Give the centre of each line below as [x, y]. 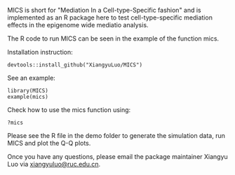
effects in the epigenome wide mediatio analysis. [78, 25]
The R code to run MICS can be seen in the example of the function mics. [113, 38]
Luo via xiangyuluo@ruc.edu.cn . [54, 164]
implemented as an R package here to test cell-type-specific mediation [110, 17]
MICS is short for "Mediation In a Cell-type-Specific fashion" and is [104, 10]
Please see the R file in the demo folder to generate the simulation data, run [116, 135]
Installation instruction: [40, 52]
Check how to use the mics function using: [69, 110]
